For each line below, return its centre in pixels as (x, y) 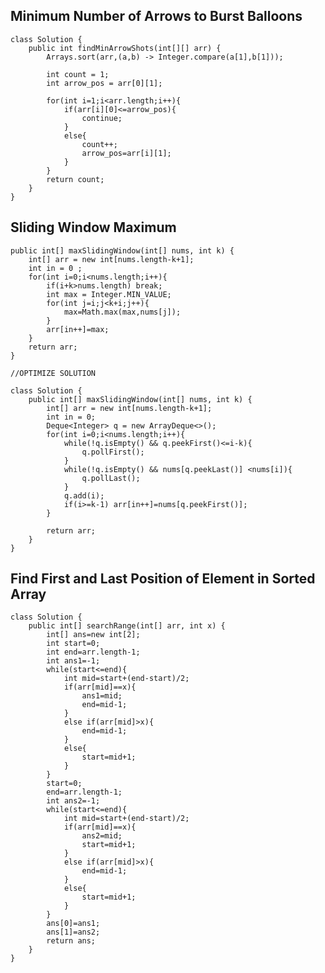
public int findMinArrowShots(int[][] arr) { (125, 48)
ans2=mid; (102, 836)
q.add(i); (84, 495)
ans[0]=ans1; (73, 924)
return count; (75, 179)
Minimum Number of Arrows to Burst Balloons (156, 16)
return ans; (71, 941)
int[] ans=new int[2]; (93, 635)
